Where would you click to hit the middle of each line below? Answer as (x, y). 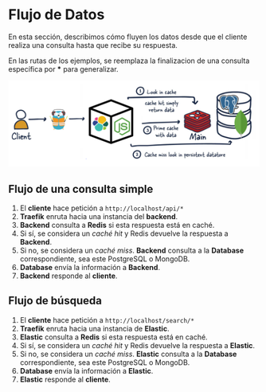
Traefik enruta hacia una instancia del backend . (99, 216)
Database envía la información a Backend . (90, 267)
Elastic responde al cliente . (65, 379)
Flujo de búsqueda (55, 301)
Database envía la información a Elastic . (86, 370)
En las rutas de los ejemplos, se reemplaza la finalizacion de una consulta (129, 61)
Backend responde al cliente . (68, 276)
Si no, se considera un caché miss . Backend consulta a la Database (132, 250)
